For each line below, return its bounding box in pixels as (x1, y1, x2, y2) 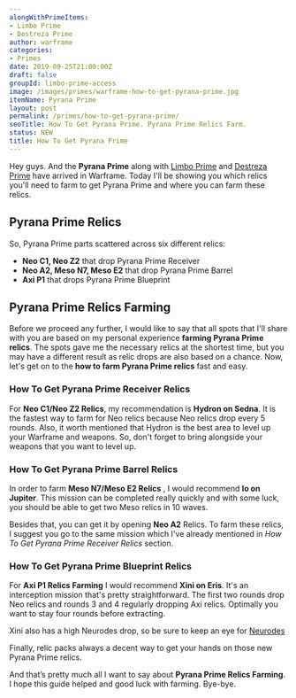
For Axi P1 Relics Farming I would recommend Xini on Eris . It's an (9, 580, 249, 591)
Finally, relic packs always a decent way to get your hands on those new (9, 643, 273, 654)
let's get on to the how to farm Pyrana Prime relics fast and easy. (9, 361, 248, 372)
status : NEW (9, 128, 53, 137)
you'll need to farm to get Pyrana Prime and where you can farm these (9, 179, 265, 190)
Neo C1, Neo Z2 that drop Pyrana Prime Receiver (21, 255, 201, 266)
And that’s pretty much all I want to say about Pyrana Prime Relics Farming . (9, 670, 285, 680)
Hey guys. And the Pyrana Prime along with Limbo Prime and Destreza (9, 160, 268, 171)
